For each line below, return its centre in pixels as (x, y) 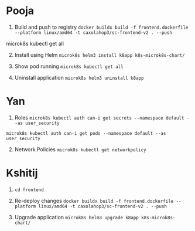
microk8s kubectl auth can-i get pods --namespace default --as (86, 133)
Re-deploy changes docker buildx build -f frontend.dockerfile (94, 201)
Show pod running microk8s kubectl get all (69, 66)
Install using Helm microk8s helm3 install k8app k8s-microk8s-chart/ (100, 55)
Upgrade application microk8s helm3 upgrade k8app (76, 217)
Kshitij (22, 173)
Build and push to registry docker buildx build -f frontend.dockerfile (101, 27)
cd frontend (29, 190)
